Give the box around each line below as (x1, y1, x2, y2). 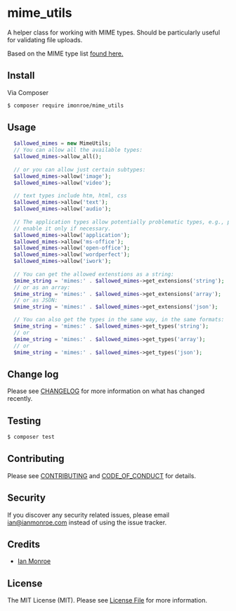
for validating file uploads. (7, 35, 83, 44)
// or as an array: (13, 283, 71, 291)
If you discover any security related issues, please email (7, 510, 170, 519)
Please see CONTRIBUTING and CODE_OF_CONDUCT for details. (7, 471, 197, 480)
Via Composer (7, 88, 49, 96)
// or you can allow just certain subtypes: (13, 166, 146, 173)
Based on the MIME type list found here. (7, 49, 124, 58)
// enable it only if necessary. (13, 225, 112, 232)
